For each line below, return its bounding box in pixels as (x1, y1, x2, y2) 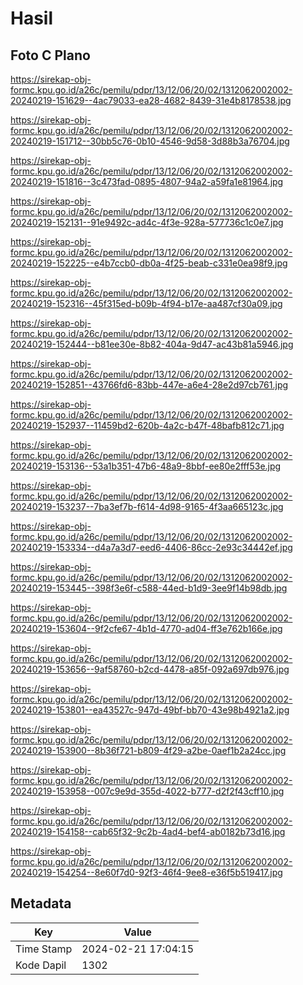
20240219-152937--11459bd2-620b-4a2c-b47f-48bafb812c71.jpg (10, 420, 285, 431)
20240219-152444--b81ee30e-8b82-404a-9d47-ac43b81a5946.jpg (10, 338, 294, 350)
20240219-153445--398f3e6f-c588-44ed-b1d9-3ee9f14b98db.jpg (10, 582, 288, 594)
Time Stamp (15, 942, 73, 956)
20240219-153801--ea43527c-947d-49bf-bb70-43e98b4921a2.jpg (10, 704, 290, 716)
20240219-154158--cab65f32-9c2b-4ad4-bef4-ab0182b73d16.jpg (10, 826, 286, 837)
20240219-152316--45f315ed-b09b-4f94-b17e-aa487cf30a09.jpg (10, 298, 283, 309)
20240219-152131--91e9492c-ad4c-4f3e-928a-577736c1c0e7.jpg (10, 217, 284, 228)
